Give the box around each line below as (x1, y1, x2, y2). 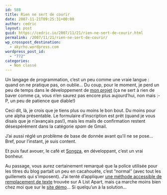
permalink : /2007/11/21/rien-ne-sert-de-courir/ (5, 35, 108, 40)
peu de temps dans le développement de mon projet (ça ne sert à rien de (5, 87, 155, 93)
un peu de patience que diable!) (10, 98, 76, 104)
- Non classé (9, 63, 37, 68)
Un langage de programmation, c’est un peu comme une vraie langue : (5, 77, 150, 83)
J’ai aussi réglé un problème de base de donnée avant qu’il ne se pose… (5, 133, 153, 139)
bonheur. (5, 153, 24, 160)
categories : (5, 58, 30, 63)
